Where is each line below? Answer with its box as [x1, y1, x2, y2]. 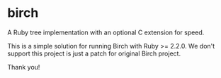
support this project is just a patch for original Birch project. [7, 49, 181, 58]
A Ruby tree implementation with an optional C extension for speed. [7, 28, 205, 37]
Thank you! [7, 63, 40, 71]
